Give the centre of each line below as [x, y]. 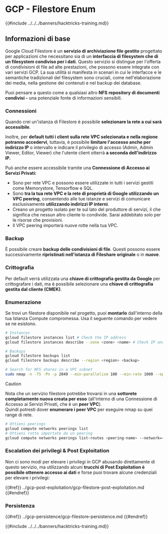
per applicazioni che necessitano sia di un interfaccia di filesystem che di [82, 56]
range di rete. [19, 415]
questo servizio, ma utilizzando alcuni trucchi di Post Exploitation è [75, 467]
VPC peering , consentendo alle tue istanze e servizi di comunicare [81, 199]
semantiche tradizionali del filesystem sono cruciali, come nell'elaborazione [83, 77]
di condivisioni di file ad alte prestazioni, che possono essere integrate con [82, 67]
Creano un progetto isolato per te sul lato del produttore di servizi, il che [86, 209]
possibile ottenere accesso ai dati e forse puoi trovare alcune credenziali [81, 472]
